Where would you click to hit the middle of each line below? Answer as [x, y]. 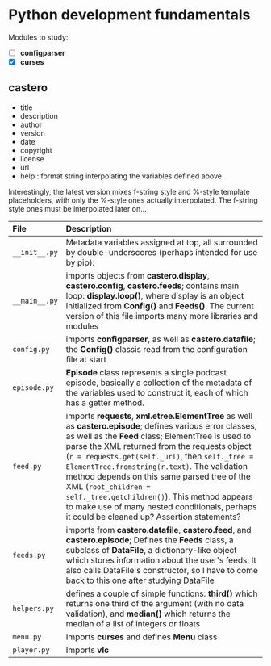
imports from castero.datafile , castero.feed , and [158, 530]
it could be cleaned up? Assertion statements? [153, 517]
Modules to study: [38, 37]
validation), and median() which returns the [148, 614]
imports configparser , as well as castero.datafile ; [161, 339]
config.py [31, 349]
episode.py [33, 387]
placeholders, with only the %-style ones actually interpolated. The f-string [133, 200]
